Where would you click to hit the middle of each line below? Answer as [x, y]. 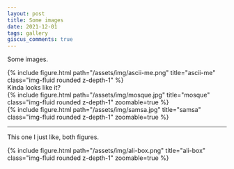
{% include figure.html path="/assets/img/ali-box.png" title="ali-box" [107, 151]
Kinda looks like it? [34, 88]
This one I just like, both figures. [53, 137]
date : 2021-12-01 [32, 26]
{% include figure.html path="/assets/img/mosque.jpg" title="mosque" [109, 95]
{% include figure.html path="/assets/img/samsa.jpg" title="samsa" [104, 110]
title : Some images [36, 20]
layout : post [26, 14]
